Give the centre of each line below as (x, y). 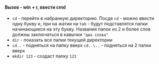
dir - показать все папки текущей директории (62, 40)
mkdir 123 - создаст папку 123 (44, 56)
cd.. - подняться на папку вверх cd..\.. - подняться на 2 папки (82, 45)
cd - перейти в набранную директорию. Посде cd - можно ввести (83, 18)
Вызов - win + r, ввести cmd (35, 7)
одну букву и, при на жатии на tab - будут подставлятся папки (80, 24)
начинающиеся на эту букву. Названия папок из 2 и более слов (81, 29)
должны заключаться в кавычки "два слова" (60, 35)
